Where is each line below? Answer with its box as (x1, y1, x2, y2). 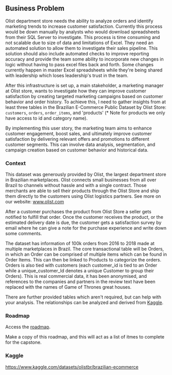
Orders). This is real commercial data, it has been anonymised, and (5, 273, 147, 279)
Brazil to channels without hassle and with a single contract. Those (5, 182, 147, 189)
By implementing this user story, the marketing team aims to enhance (5, 125, 152, 131)
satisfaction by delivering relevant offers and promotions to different (5, 136, 150, 142)
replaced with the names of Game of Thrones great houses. (5, 284, 132, 290)
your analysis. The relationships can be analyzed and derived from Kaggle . (5, 299, 164, 306)
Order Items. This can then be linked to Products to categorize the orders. (5, 257, 162, 263)
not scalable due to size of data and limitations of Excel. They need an (5, 40, 154, 46)
